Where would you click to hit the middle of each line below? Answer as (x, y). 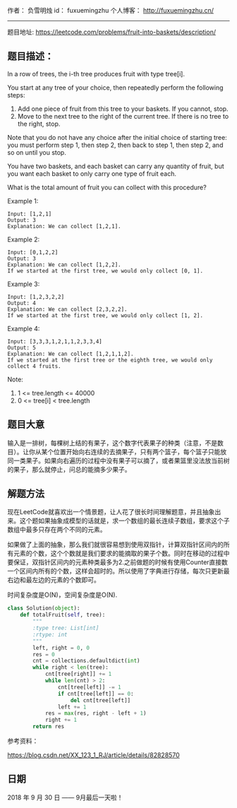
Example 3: (24, 284)
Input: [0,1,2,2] (33, 252)
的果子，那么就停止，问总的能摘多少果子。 (69, 469)
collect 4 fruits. (34, 366)
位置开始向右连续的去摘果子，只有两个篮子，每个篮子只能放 (140, 451)
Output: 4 (22, 303)
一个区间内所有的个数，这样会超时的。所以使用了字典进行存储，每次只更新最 (119, 571)
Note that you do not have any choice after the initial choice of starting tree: (117, 137)
